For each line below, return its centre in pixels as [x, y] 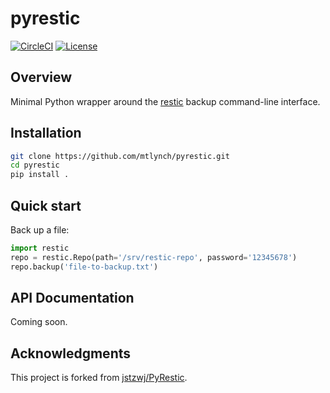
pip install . [40, 175]
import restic [40, 248]
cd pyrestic [35, 165]
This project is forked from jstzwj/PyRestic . [99, 378]
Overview [41, 77]
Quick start [46, 205]
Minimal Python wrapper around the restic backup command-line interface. [165, 101]
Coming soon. [39, 322]
